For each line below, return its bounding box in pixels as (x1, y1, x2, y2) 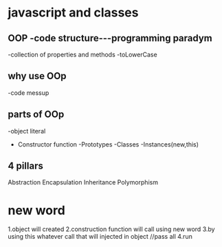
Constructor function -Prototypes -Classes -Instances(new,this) (17, 140, 199, 149)
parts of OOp (8, 109, 65, 120)
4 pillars (8, 160, 43, 172)
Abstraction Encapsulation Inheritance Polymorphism (8, 178, 159, 186)
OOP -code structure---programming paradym (8, 32, 212, 44)
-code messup (8, 88, 49, 97)
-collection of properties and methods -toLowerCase (8, 50, 157, 58)
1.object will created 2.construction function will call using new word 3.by (8, 225, 215, 233)
